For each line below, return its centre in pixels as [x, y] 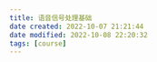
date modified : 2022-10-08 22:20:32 [78, 35]
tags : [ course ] [38, 43]
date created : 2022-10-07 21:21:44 [77, 26]
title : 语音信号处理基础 [51, 18]
